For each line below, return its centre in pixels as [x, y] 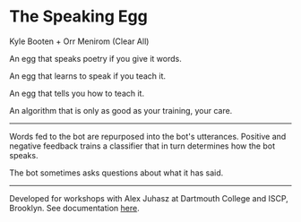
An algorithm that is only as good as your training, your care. [121, 110]
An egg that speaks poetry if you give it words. [95, 58]
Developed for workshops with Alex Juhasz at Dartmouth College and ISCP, [149, 198]
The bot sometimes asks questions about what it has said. [116, 173]
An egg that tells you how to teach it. [77, 93]
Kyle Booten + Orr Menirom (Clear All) [79, 41]
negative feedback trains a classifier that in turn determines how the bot [142, 146]
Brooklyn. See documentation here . [75, 208]
